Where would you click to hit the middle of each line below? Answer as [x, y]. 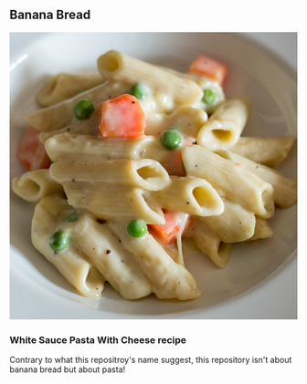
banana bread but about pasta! [68, 369]
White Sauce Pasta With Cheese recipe [98, 339]
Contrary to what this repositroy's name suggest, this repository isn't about [151, 360]
